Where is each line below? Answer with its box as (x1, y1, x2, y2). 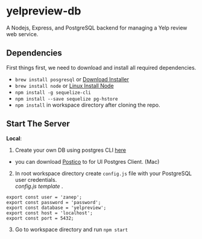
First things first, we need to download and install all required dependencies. (6, 64, 197, 71)
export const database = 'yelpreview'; (6, 205, 107, 211)
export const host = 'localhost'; (6, 210, 93, 216)
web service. (6, 30, 39, 37)
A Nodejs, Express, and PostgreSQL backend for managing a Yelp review (6, 24, 188, 31)
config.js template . (14, 182, 63, 190)
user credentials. (14, 176, 57, 183)
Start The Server (6, 119, 71, 129)
